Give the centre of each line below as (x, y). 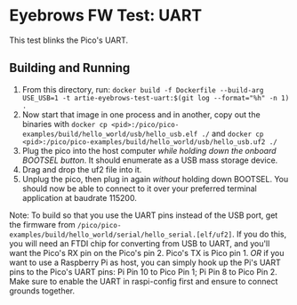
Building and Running (70, 68)
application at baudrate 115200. (80, 197)
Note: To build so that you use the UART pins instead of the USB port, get (144, 215)
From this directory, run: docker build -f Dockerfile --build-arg (143, 89)
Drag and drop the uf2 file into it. (82, 169)
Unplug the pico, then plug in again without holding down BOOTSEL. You (155, 179)
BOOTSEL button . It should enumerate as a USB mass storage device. (150, 160)
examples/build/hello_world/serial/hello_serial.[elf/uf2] (121, 235)
